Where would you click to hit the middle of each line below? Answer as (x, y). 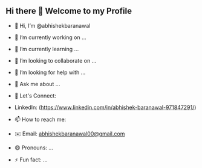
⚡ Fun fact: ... (31, 160)
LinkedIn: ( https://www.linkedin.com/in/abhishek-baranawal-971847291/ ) (105, 107)
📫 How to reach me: (40, 119)
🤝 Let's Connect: (35, 95)
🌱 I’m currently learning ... (47, 49)
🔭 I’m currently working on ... (50, 37)
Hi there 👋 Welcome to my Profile (69, 11)
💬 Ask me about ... (37, 84)
